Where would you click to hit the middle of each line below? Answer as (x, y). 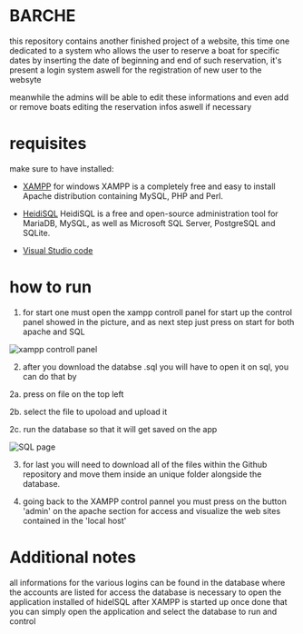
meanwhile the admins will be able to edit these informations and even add (149, 97)
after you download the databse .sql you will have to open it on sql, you (156, 367)
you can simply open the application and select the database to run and (143, 611)
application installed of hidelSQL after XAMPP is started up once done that (148, 601)
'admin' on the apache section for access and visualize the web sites (151, 510)
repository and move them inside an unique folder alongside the (142, 474)
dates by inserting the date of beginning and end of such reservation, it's (146, 60)
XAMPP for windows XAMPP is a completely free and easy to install (149, 186)
